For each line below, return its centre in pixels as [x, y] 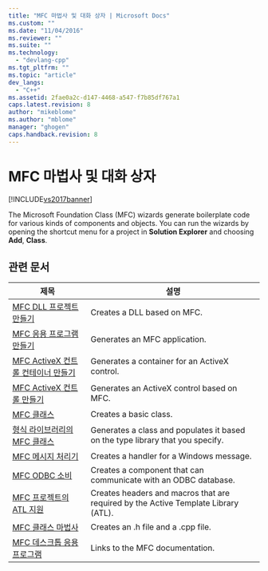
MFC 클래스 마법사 [45, 528]
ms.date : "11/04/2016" [46, 30]
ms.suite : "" [30, 46]
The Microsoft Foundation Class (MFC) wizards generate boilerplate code [129, 214]
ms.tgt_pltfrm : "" [39, 68]
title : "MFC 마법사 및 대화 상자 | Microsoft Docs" [89, 16]
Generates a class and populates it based [168, 430]
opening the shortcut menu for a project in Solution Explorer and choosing [131, 232]
